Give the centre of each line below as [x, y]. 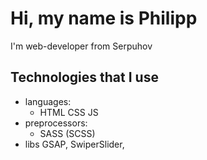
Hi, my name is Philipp [104, 18]
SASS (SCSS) [67, 133]
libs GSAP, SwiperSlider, [74, 144]
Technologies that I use [84, 77]
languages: [48, 101]
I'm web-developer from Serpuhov [81, 46]
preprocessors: [56, 123]
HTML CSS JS [69, 112]
